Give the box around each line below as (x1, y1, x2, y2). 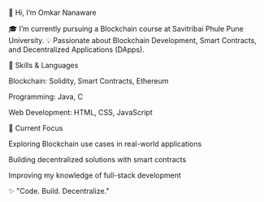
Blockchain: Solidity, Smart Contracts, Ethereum (8, 76, 169, 85)
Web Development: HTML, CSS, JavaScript (8, 108, 153, 117)
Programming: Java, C (8, 92, 84, 101)
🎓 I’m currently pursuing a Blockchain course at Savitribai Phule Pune (8, 24, 244, 33)
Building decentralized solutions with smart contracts (8, 155, 187, 164)
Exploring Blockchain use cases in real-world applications (8, 139, 202, 148)
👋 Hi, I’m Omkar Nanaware (8, 8, 97, 17)
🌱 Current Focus (8, 123, 63, 133)
